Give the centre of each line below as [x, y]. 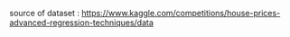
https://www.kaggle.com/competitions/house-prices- [181, 13]
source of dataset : [44, 13]
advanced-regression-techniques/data [81, 23]
